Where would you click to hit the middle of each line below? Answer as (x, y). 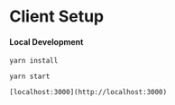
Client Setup (57, 17)
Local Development (46, 41)
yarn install (34, 61)
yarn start (30, 77)
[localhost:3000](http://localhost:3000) (88, 92)
